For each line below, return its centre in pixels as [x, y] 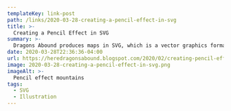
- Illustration [35, 97]
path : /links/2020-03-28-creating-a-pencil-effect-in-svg [92, 20]
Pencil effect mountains [49, 78]
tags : [15, 84]
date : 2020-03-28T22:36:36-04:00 [55, 52]
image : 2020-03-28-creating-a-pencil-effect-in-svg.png [89, 65]
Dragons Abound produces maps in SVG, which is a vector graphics [110, 46]
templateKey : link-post [41, 13]
